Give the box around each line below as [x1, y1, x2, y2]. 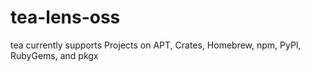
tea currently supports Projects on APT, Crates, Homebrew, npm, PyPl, [10, 39, 302, 51]
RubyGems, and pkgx [10, 49, 99, 61]
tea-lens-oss [10, 6, 121, 29]
